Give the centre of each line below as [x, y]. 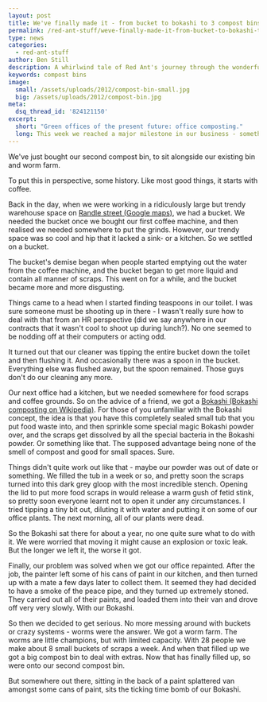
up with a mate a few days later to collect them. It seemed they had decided [132, 582]
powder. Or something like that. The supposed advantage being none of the [132, 443]
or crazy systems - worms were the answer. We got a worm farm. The [123, 631]
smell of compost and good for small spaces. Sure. [91, 452]
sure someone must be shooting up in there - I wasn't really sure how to [126, 311]
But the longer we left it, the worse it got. [75, 550]
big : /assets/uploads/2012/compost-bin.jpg [88, 97]
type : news [26, 38]
